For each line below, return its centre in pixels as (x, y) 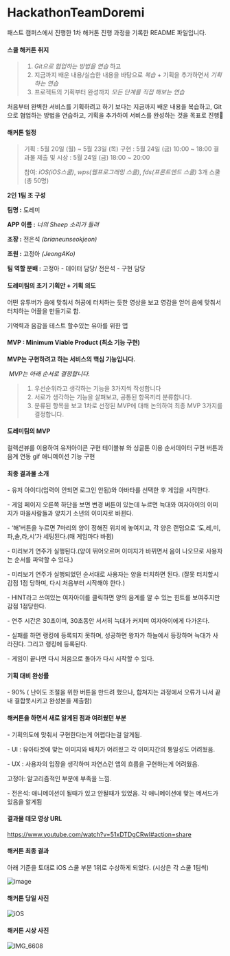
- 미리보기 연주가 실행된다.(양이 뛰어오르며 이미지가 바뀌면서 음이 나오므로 (106, 551)
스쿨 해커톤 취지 (28, 50)
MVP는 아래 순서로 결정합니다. (49, 374)
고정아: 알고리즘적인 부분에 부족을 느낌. (59, 778)
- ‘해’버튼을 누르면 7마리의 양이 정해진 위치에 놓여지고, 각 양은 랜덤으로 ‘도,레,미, (114, 528)
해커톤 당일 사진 (28, 898)
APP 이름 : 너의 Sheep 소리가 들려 (53, 224)
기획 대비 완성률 (28, 675)
